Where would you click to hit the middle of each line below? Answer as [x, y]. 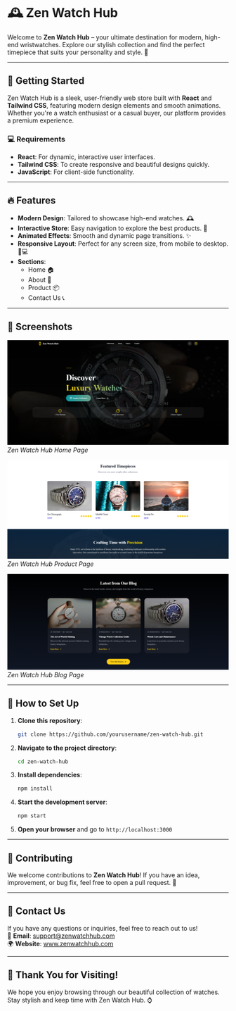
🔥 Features [32, 201]
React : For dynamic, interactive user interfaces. [86, 157]
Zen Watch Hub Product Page [51, 564]
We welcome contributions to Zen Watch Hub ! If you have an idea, [104, 875]
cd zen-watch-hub [43, 761]
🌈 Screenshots [40, 327]
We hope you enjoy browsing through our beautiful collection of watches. [113, 992]
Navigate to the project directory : [67, 748]
